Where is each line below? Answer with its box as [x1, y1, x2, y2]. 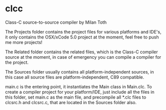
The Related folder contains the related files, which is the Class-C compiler [5, 49, 158, 55]
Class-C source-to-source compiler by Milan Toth [5, 19, 107, 25]
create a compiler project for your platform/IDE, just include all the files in [5, 89, 155, 95]
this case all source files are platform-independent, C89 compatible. [5, 74, 145, 80]
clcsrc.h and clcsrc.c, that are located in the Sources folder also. [5, 99, 137, 105]
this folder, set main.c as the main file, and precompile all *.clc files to [5, 94, 146, 100]
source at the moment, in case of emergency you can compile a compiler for [5, 54, 162, 60]
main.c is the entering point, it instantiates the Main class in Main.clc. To [5, 83, 152, 89]
